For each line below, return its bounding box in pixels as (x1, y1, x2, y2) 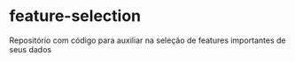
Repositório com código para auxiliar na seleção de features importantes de (9, 35, 286, 45)
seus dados (9, 44, 51, 54)
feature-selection (9, 6, 142, 26)
